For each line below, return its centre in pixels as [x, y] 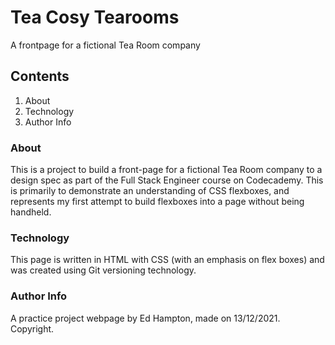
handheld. [31, 212]
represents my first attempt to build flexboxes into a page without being [157, 202]
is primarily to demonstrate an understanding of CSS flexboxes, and [150, 191]
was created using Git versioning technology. [103, 270]
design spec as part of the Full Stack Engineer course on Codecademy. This [167, 180]
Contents [40, 76]
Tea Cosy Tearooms [95, 17]
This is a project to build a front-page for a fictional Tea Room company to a [166, 170]
